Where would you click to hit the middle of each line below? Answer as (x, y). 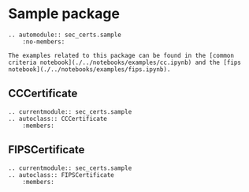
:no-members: (44, 41)
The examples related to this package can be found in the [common (121, 55)
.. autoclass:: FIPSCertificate (61, 175)
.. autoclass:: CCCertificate (58, 119)
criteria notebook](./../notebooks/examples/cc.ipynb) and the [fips (125, 62)
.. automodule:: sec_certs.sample (65, 35)
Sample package (64, 14)
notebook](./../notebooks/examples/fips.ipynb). (89, 69)
